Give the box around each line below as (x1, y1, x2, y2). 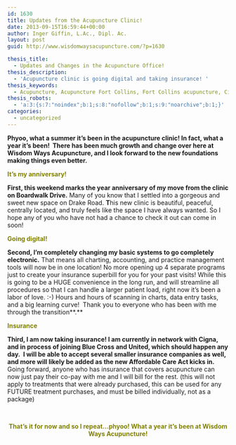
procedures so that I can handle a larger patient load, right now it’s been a (7, 285, 221, 294)
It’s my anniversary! (7, 169, 67, 178)
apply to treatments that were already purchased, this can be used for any (7, 380, 222, 388)
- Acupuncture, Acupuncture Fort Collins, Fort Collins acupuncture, (13, 89, 221, 96)
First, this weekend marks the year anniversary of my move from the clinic (7, 183, 229, 192)
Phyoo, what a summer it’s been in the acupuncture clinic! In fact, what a (7, 134, 223, 142)
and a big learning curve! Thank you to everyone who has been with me (7, 300, 217, 309)
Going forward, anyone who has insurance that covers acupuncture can (7, 365, 216, 373)
